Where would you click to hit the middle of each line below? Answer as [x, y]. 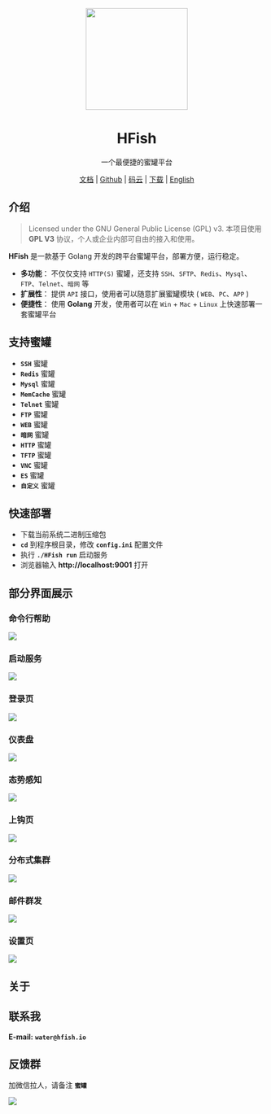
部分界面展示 [41, 593]
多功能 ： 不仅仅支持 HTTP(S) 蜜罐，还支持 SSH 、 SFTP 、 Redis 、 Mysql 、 [136, 273]
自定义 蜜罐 [37, 485]
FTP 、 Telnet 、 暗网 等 [55, 283]
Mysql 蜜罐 [37, 383]
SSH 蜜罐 [34, 363]
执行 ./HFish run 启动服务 [64, 555]
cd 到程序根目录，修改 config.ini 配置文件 [92, 544]
